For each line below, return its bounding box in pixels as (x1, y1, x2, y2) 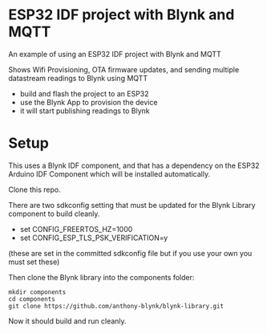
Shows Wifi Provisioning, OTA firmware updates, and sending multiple (8, 64, 240, 74)
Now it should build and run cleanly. (8, 316, 127, 326)
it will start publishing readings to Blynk (19, 106, 150, 116)
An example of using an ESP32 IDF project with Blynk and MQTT (8, 49, 222, 59)
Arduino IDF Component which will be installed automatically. (8, 169, 211, 178)
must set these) (8, 257, 60, 267)
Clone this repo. (8, 185, 62, 194)
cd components (8, 295, 56, 303)
